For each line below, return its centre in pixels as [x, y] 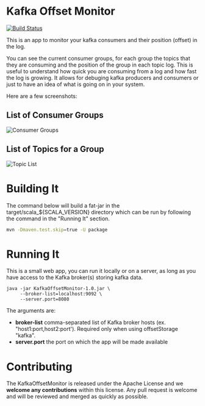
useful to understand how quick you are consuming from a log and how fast [102, 71]
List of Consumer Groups [55, 115]
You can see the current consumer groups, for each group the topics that [98, 58]
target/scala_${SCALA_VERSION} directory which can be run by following [99, 212]
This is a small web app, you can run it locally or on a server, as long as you [101, 271]
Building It [33, 188]
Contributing [39, 367]
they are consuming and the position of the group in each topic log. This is [100, 65]
